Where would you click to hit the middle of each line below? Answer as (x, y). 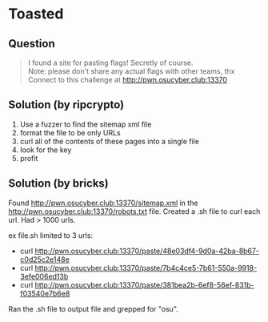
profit (29, 158)
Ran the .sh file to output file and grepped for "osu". (93, 308)
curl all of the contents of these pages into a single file (110, 141)
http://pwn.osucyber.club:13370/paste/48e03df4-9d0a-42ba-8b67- (147, 251)
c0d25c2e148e (44, 259)
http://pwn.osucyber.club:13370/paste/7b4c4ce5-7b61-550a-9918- (146, 268)
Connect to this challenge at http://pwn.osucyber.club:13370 (128, 80)
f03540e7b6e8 (45, 293)
